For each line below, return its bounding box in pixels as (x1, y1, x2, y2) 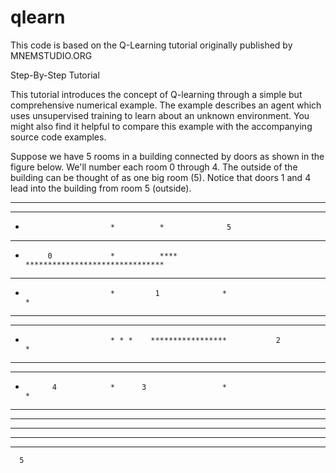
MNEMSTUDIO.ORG (10, 49, 93, 61)
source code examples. (10, 131, 107, 143)
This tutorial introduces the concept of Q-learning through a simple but (10, 88, 303, 100)
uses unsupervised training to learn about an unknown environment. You (10, 109, 310, 121)
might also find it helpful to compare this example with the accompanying (10, 120, 313, 132)
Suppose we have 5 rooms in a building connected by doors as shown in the (10, 150, 325, 162)
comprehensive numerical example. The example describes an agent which (10, 99, 322, 111)
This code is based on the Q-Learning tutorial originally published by (10, 39, 293, 51)
